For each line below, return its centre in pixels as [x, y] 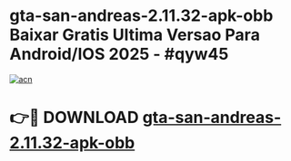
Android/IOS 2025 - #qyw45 [119, 54]
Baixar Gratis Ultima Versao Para [135, 35]
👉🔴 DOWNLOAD [74, 118]
